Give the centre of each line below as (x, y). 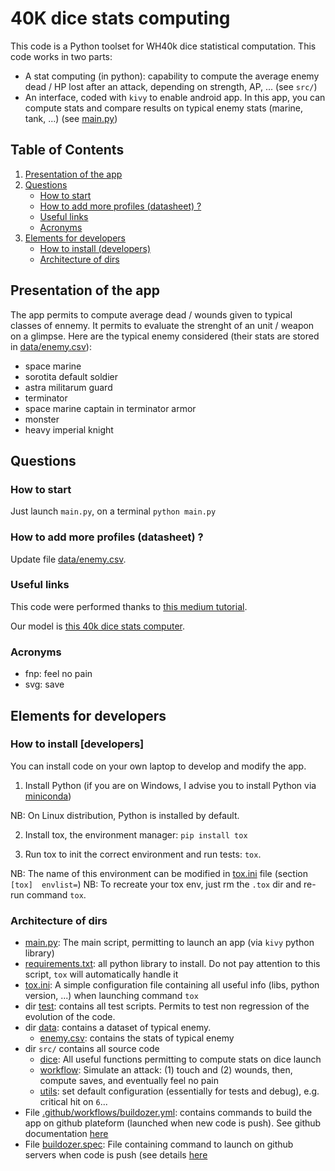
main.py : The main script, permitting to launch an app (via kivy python (169, 943)
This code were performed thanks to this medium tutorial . (129, 606)
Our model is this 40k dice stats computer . (97, 626)
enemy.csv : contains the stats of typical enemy (137, 1038)
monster (42, 419)
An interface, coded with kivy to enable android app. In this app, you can (175, 97)
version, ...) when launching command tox (111, 996)
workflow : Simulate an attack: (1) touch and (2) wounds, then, (166, 1070)
